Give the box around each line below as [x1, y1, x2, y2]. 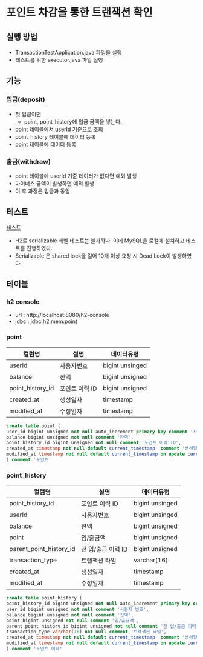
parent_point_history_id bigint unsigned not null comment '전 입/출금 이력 [6, 623, 196, 629]
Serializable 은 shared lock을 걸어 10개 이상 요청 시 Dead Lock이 [14, 252, 171, 259]
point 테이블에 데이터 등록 [14, 141, 77, 148]
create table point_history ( [6, 595, 83, 601]
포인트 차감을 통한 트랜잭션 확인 [6, 5, 153, 19]
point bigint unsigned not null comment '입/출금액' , [6, 618, 140, 624]
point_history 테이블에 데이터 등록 [14, 133, 96, 140]
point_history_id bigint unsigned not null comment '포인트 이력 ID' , [6, 440, 181, 446]
